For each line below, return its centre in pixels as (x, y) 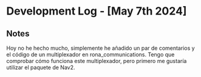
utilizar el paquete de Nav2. (41, 67)
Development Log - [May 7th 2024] (97, 11)
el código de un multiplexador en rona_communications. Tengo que (90, 55)
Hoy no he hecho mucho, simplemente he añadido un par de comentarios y (101, 48)
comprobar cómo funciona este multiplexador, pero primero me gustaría (97, 61)
